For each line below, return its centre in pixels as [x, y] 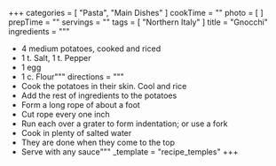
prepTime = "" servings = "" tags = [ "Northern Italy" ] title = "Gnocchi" [138, 22]
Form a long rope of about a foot [81, 105]
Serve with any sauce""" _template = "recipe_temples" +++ [130, 152]
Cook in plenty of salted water [76, 133]
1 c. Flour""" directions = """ [73, 77]
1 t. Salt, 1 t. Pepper [56, 58]
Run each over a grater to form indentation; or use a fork [124, 124]
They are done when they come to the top [98, 142]
